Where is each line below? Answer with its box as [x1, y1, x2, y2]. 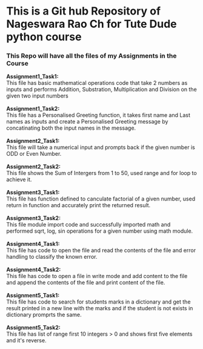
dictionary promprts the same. [6, 311, 82, 319]
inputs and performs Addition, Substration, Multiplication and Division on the [6, 86, 197, 93]
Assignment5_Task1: [6, 292, 59, 299]
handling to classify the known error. [6, 253, 98, 261]
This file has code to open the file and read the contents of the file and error [6, 247, 196, 254]
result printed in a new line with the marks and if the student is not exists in [6, 305, 193, 312]
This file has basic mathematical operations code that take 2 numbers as [6, 79, 188, 87]
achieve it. [6, 176, 32, 183]
